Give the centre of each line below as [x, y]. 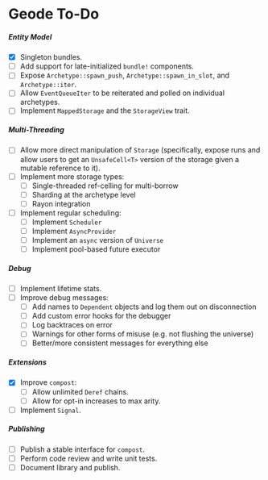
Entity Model [30, 36]
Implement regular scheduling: [71, 213]
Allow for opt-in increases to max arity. [96, 401]
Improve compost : [48, 382]
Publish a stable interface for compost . [82, 449]
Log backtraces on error [72, 325]
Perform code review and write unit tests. [89, 458]
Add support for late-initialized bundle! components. [107, 66]
